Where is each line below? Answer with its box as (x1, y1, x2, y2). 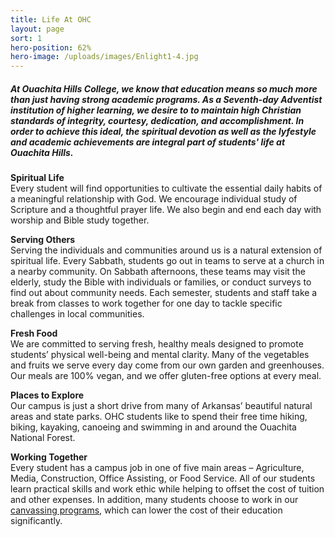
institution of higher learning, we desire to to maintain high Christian (10, 104, 302, 116)
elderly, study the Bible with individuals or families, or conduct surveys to (10, 276, 312, 288)
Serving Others (10, 234, 76, 246)
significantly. (10, 515, 63, 527)
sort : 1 (10, 33, 43, 43)
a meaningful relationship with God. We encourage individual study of (10, 193, 298, 205)
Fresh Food (10, 327, 58, 340)
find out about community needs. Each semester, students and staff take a (10, 287, 318, 299)
